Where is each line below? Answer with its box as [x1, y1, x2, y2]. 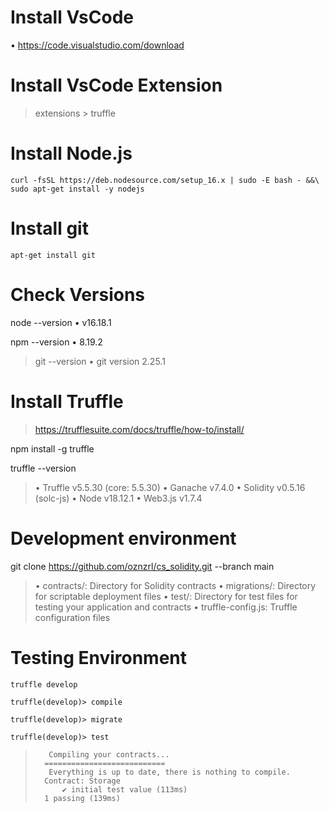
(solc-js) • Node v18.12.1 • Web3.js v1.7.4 [34, 492, 203, 504]
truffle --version [10, 462, 77, 474]
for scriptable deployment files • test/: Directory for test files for [34, 590, 298, 602]
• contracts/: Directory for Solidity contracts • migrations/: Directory [34, 579, 317, 591]
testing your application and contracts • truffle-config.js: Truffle [34, 601, 298, 613]
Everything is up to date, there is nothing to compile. [48, 767, 291, 777]
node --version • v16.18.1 [10, 316, 112, 328]
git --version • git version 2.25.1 [34, 355, 166, 367]
